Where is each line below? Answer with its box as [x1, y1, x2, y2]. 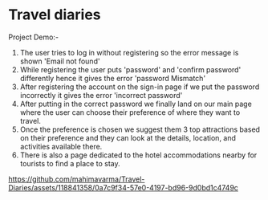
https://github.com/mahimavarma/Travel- [8, 174, 145, 184]
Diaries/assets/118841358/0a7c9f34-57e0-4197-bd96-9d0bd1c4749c [8, 182, 239, 192]
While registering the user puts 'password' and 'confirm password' [19, 64, 242, 74]
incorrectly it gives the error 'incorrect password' [19, 90, 183, 100]
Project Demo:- [8, 32, 59, 42]
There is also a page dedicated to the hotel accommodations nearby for [19, 150, 258, 160]
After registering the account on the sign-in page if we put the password [19, 82, 260, 92]
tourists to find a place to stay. [19, 158, 120, 168]
